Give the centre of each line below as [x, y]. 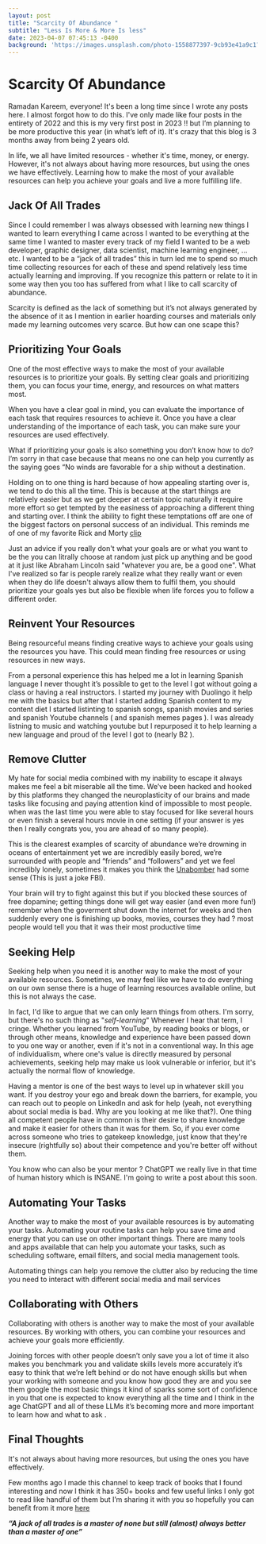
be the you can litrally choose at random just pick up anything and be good [130, 556]
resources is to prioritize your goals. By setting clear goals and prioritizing [129, 377]
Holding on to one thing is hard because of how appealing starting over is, [129, 482]
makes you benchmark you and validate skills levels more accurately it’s [125, 1364]
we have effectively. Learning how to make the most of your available [121, 172]
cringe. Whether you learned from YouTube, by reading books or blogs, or [129, 1029]
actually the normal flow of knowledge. [72, 1071]
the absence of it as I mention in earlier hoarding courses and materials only [132, 316]
